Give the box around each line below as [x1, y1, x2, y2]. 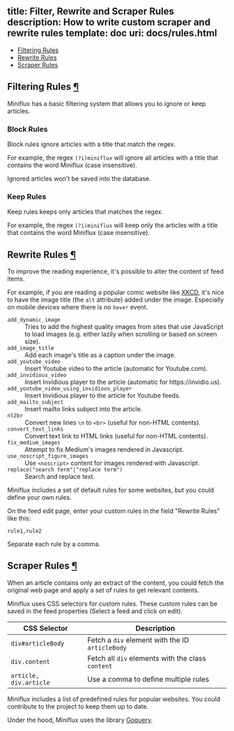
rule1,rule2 [7, 528, 42, 535]
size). [24, 337, 40, 346]
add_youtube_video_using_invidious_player [7, 385, 132, 392]
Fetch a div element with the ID [87, 635, 189, 645]
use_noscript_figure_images [7, 453, 89, 460]
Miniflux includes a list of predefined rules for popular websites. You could [7, 695, 221, 703]
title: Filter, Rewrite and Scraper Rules [7, 6, 174, 17]
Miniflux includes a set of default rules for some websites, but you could [7, 486, 214, 494]
